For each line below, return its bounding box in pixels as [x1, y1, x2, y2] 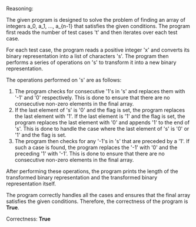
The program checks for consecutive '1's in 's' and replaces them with [14, 88, 185, 94]
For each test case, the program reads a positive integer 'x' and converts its [6, 46, 190, 53]
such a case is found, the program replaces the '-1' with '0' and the [14, 144, 178, 151]
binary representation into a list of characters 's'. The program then [6, 53, 169, 59]
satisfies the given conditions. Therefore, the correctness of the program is [6, 198, 188, 205]
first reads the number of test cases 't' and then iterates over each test [6, 29, 178, 36]
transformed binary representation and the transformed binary [6, 174, 158, 181]
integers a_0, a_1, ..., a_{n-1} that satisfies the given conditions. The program [6, 23, 190, 29]
